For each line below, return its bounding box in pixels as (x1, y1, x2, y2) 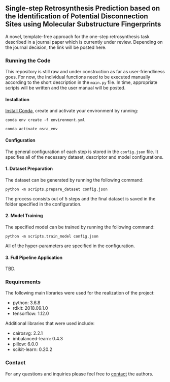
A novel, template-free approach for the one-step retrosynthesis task (5, 33, 150, 40)
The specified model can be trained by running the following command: (5, 224, 155, 230)
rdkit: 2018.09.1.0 (12, 305, 48, 311)
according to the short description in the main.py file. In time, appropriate (5, 79, 158, 85)
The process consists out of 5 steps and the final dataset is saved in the (5, 195, 156, 201)
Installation (5, 96, 29, 102)
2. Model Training (5, 213, 43, 219)
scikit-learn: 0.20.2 (12, 346, 52, 352)
